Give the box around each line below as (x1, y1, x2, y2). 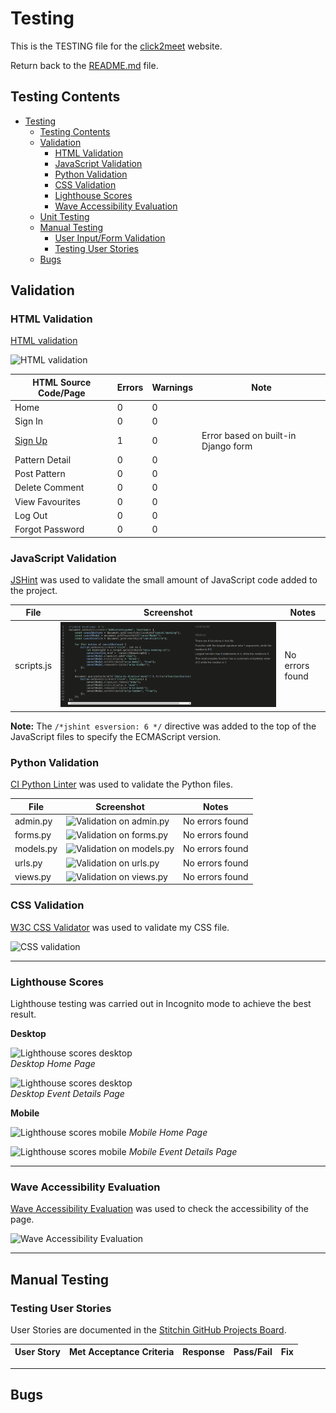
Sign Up (14, 435, 48, 447)
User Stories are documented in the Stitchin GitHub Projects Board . (10, 1323, 287, 1336)
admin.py (14, 815, 53, 827)
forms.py (14, 829, 52, 841)
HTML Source (32, 376, 92, 388)
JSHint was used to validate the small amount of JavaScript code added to (10, 573, 318, 586)
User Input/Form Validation (54, 232, 166, 244)
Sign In (14, 415, 44, 427)
